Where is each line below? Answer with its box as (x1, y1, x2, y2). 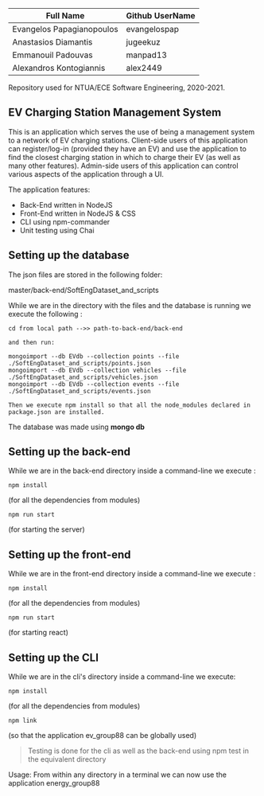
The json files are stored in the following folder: (8, 270, 163, 279)
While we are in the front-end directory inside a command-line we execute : (8, 569, 256, 579)
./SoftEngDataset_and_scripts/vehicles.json (8, 373, 158, 381)
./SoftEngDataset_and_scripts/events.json (8, 387, 151, 395)
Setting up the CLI (8, 650, 99, 664)
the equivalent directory (27, 755, 107, 764)
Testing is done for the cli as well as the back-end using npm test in (27, 746, 249, 755)
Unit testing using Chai (19, 225, 95, 235)
